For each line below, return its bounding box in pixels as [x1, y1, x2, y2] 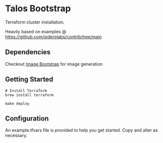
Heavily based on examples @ [5, 28, 66, 34]
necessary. [5, 133, 28, 139]
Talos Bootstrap [5, 3, 71, 14]
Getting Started [5, 75, 54, 84]
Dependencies [5, 48, 51, 56]
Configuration [5, 114, 49, 122]
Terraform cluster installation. [5, 19, 65, 25]
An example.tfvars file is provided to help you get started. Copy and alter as [5, 127, 158, 133]
